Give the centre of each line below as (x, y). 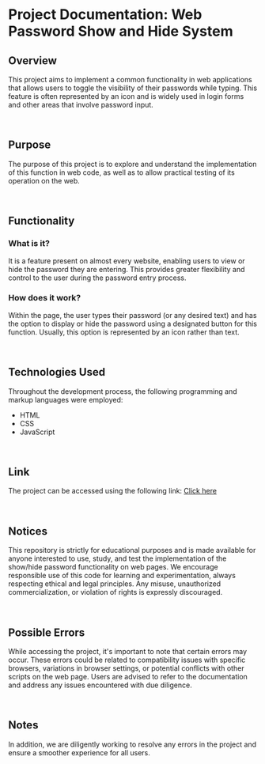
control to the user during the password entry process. (97, 278)
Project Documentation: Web (105, 15)
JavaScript (37, 432)
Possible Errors (47, 632)
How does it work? (45, 298)
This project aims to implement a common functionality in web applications (130, 79)
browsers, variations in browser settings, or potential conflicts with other (126, 668)
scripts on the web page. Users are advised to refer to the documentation (128, 677)
